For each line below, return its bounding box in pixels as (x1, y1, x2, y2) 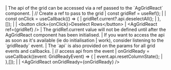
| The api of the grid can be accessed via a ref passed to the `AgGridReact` (5, 5, 163, 11)
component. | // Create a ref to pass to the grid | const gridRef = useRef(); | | (5, 10, 166, 16)
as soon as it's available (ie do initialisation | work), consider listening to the (5, 38, 164, 43)
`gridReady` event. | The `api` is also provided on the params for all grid (5, 43, 156, 49)
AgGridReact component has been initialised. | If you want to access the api (5, 32, 165, 38)
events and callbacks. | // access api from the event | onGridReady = (5, 48, 150, 54)
